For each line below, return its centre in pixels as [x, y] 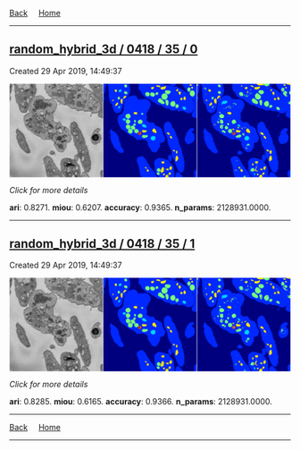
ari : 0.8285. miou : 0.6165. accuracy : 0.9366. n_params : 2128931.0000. [141, 402]
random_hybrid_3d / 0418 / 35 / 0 [104, 50]
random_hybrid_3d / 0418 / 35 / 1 [102, 244]
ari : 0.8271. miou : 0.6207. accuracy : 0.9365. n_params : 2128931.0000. [140, 207]
